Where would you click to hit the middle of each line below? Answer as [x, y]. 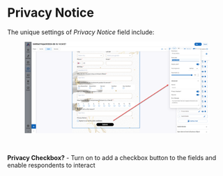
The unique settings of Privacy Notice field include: [81, 32]
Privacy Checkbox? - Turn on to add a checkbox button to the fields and [112, 158]
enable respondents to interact [51, 166]
